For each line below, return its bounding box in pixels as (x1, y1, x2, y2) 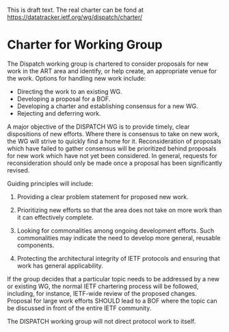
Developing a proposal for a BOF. (16, 94, 111, 103)
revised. (7, 166, 30, 174)
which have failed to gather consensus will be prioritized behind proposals (7, 144, 217, 153)
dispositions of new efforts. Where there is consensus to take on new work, (7, 129, 220, 138)
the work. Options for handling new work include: (7, 74, 146, 82)
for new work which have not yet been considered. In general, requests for (7, 151, 217, 159)
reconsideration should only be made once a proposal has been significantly (7, 159, 223, 167)
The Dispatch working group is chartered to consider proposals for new (7, 60, 209, 68)
